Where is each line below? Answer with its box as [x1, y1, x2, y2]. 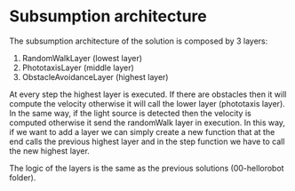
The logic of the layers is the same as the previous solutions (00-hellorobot [9, 163, 284, 173]
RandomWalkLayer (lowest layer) [21, 52, 143, 63]
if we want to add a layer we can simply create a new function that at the [9, 126, 275, 137]
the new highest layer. [9, 145, 91, 156]
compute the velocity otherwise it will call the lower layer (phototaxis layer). [9, 98, 286, 108]
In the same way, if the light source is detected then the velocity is [9, 107, 251, 118]
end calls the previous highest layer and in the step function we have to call [9, 136, 285, 147]
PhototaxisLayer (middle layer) [21, 62, 135, 73]
